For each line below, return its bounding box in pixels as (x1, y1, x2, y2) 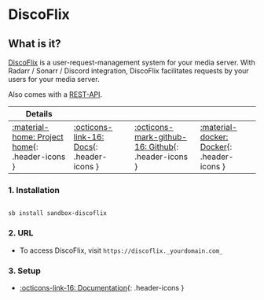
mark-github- (134, 131, 187, 143)
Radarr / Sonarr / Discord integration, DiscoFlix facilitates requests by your (8, 66, 249, 76)
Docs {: (73, 142, 98, 152)
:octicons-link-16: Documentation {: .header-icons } (19, 283, 185, 292)
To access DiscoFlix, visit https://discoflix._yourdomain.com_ (19, 246, 223, 255)
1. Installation (8, 184, 60, 195)
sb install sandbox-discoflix (8, 209, 108, 217)
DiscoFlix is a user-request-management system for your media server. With (8, 57, 255, 67)
